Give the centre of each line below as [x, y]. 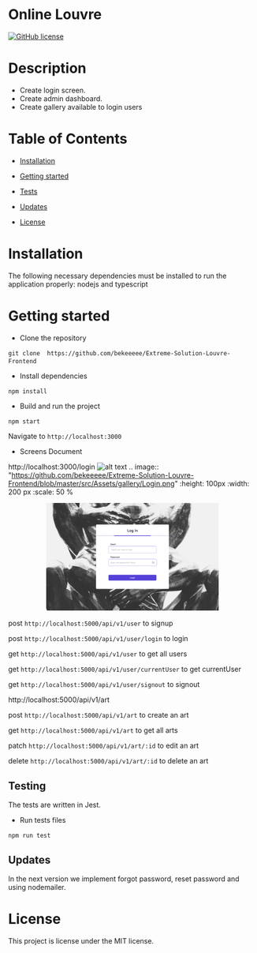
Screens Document [51, 451]
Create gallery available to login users [81, 107]
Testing [27, 786]
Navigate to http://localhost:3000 [65, 436]
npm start [24, 421]
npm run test [30, 836]
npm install [28, 391]
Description [47, 68]
